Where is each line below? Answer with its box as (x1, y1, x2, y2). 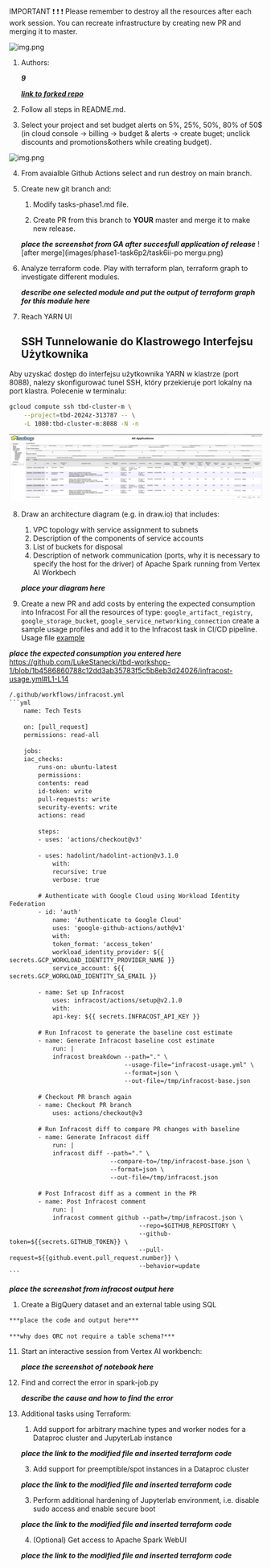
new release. (32, 224, 76, 233)
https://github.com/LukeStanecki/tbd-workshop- (9, 657, 171, 667)
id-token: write (38, 788, 92, 796)
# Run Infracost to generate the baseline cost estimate (38, 1029, 232, 1037)
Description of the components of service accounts (32, 533, 204, 543)
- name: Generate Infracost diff (38, 1134, 150, 1142)
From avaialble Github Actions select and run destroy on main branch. (20, 168, 253, 178)
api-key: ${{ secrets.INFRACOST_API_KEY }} (51, 1013, 200, 1021)
